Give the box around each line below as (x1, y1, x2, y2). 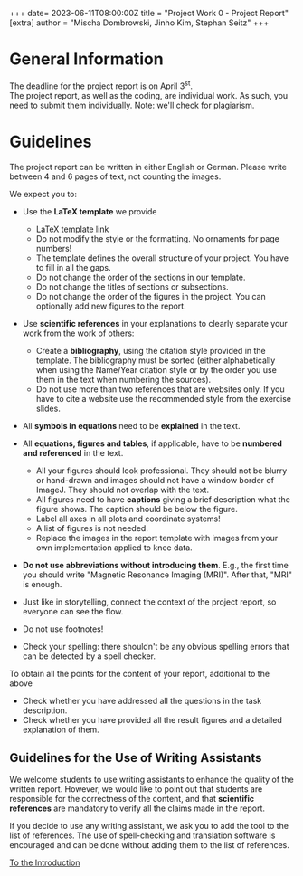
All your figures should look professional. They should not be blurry (35, 465, 288, 476)
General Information (9, 49, 165, 70)
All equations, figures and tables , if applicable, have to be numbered (22, 438, 283, 449)
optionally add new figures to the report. (35, 300, 187, 311)
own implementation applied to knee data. (35, 542, 193, 553)
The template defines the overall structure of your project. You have (35, 252, 289, 263)
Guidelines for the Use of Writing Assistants (9, 750, 262, 766)
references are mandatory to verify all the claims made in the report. (9, 803, 265, 814)
